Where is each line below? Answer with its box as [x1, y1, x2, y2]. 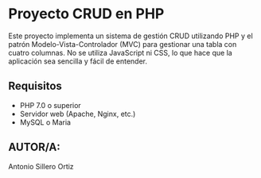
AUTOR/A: [8, 141, 61, 154]
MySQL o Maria [19, 117, 72, 127]
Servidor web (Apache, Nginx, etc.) [19, 109, 136, 118]
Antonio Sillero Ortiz [8, 161, 74, 171]
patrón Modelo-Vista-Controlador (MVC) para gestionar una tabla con [8, 39, 237, 48]
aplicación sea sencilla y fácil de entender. [8, 56, 147, 66]
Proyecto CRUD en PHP [8, 5, 165, 23]
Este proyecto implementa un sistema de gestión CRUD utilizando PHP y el [8, 31, 253, 41]
